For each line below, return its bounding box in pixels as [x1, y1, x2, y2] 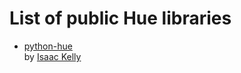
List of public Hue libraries [9, 7, 232, 30]
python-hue [23, 40, 73, 52]
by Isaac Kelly [23, 50, 82, 62]
